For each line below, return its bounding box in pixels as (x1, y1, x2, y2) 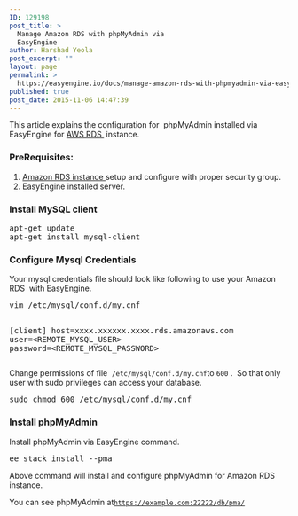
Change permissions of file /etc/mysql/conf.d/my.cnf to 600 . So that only (9, 368, 281, 379)
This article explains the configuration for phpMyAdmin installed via (9, 120, 258, 130)
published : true (9, 87, 69, 96)
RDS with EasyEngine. (9, 283, 92, 293)
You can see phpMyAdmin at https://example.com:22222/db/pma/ (9, 496, 246, 507)
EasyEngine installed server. (21, 181, 126, 192)
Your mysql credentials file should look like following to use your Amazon (9, 274, 277, 285)
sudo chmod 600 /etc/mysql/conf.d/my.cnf (9, 395, 192, 404)
